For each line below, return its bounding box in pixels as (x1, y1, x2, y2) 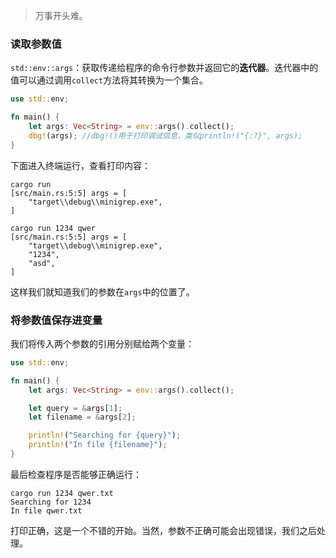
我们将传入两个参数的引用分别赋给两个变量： (10, 337, 195, 349)
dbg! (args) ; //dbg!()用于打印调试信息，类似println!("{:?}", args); (28, 130, 303, 141)
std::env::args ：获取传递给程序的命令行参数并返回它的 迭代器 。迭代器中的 (10, 62, 319, 74)
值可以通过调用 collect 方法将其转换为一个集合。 (10, 74, 209, 86)
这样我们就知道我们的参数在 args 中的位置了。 (10, 285, 195, 298)
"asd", (28, 258, 56, 268)
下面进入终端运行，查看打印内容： (10, 159, 151, 171)
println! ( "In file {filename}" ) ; (28, 440, 168, 450)
